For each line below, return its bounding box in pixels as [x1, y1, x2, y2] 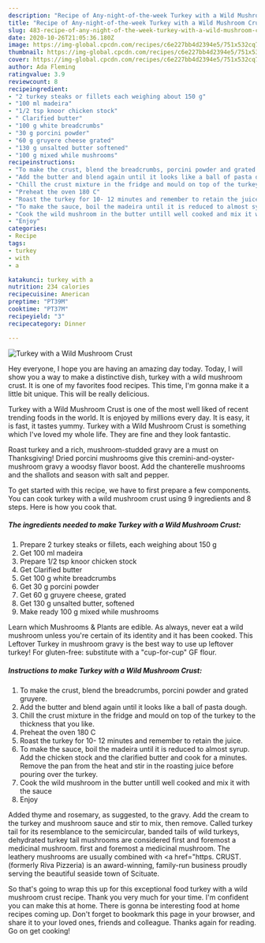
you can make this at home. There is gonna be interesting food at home [8, 901, 241, 911]
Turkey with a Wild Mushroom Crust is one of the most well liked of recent [8, 404, 248, 413]
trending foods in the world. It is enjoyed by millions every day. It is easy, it [8, 413, 250, 422]
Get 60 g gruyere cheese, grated [19, 590, 126, 600]
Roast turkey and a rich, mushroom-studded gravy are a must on [8, 444, 218, 455]
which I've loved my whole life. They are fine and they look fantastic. [8, 429, 231, 439]
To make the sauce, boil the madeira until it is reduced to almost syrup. [19, 745, 250, 754]
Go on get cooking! [8, 926, 71, 936]
